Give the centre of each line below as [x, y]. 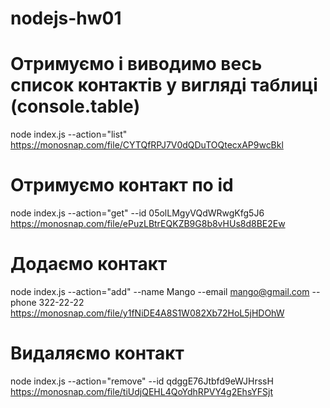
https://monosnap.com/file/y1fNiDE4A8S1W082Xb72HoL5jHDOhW [147, 313]
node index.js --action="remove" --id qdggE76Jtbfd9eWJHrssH [142, 381]
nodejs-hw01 [66, 18]
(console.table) [75, 106]
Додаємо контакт [89, 264]
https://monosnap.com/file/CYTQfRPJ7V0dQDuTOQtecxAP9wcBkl [147, 145]
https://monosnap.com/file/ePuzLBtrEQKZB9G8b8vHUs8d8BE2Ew [148, 224]
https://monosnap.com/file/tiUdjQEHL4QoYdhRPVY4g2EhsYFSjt [141, 391]
